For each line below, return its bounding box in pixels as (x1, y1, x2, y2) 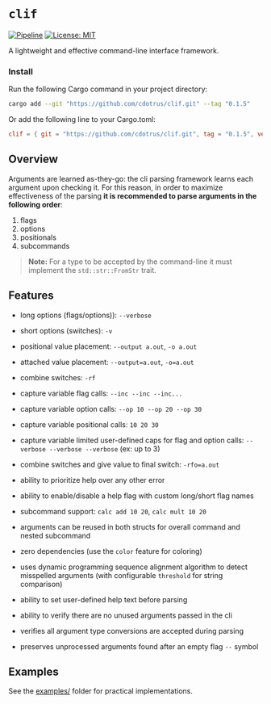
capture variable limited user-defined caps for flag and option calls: (19, 435, 244, 445)
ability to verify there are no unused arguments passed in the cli (19, 610, 232, 620)
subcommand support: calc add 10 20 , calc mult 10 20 (19, 506, 207, 516)
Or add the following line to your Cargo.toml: (8, 115, 156, 124)
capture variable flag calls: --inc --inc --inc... (19, 388, 183, 398)
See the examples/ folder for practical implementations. (8, 686, 194, 696)
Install (8, 65, 34, 77)
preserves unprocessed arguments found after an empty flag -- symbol (19, 641, 259, 652)
